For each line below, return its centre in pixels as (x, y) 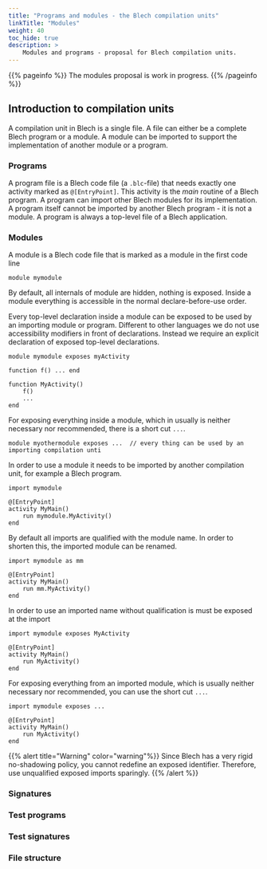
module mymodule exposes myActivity (69, 357)
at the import (29, 619)
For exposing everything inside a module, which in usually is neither (120, 420)
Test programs (37, 816)
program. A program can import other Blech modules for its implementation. (133, 200)
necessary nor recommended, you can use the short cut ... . (108, 692)
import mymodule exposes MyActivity (69, 634)
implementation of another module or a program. (88, 145)
